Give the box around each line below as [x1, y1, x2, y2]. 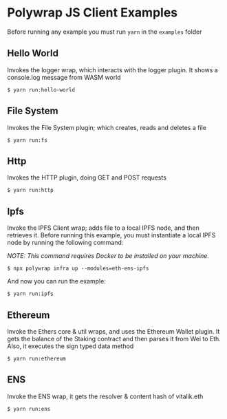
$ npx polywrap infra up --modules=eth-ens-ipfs [7, 265, 149, 272]
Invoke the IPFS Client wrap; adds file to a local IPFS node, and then [7, 224, 199, 232]
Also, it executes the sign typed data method [7, 342, 134, 350]
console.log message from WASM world [7, 73, 122, 81]
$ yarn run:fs [7, 136, 48, 144]
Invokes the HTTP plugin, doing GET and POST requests [7, 173, 167, 182]
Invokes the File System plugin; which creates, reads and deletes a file [7, 123, 206, 131]
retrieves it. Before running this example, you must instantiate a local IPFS [7, 231, 216, 239]
